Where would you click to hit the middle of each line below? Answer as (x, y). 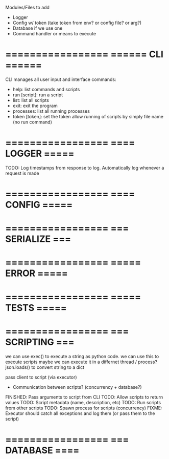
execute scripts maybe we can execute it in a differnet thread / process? (81, 362)
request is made (22, 173)
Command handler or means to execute (54, 34)
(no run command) (32, 122)
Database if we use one (38, 28)
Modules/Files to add (28, 7)
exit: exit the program (35, 106)
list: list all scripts (31, 100)
